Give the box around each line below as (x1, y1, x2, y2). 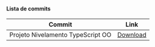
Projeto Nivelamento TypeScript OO (9, 31, 112, 39)
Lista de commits (6, 5, 51, 12)
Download (117, 31, 146, 39)
